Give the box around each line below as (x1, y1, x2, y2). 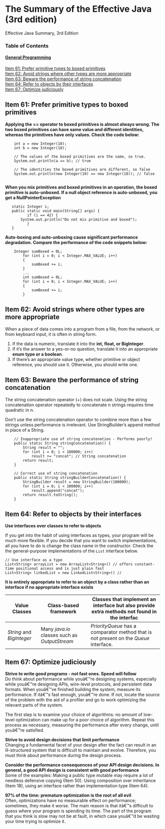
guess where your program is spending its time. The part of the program (5, 808, 152, 814)
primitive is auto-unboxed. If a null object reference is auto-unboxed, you (5, 189, 158, 195)
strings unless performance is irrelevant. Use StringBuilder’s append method (5, 421, 160, 428)
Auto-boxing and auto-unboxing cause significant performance (5, 234, 138, 240)
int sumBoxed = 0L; (23, 275, 63, 279)
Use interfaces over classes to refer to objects (5, 523, 102, 529)
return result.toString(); (23, 492, 78, 497)
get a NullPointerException (5, 194, 61, 200)
